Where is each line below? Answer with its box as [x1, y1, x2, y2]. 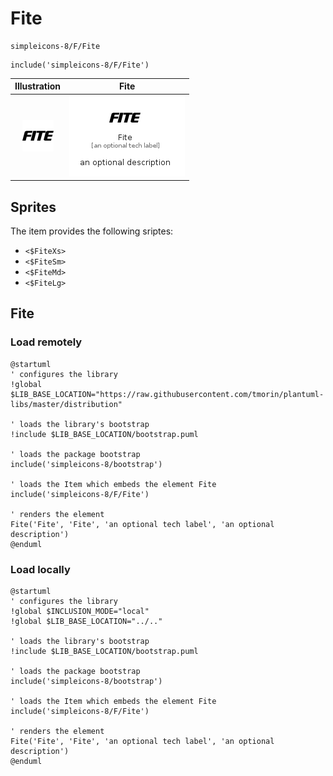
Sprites [10, 198, 57, 216]
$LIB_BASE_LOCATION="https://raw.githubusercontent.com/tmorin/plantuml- [10, 389, 325, 399]
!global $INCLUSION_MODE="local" [10, 606, 150, 616]
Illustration [14, 80, 62, 92]
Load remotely [10, 335, 83, 349]
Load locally [10, 562, 71, 576]
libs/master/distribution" [10, 399, 123, 409]
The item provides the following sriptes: [10, 225, 174, 237]
